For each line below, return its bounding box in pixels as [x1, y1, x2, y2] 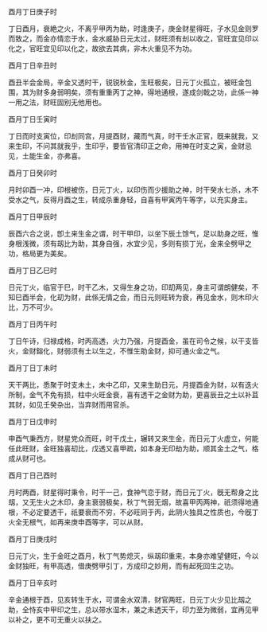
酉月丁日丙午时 [8, 319, 57, 329]
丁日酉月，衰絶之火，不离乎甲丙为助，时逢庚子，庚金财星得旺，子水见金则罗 [8, 24, 259, 33]
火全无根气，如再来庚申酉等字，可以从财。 [8, 517, 148, 527]
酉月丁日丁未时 [8, 363, 57, 373]
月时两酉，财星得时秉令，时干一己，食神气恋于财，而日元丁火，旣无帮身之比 [8, 488, 259, 497]
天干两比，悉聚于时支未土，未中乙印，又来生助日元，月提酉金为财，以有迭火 [8, 380, 259, 389]
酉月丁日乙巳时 [8, 266, 57, 275]
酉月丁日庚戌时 [8, 534, 57, 544]
